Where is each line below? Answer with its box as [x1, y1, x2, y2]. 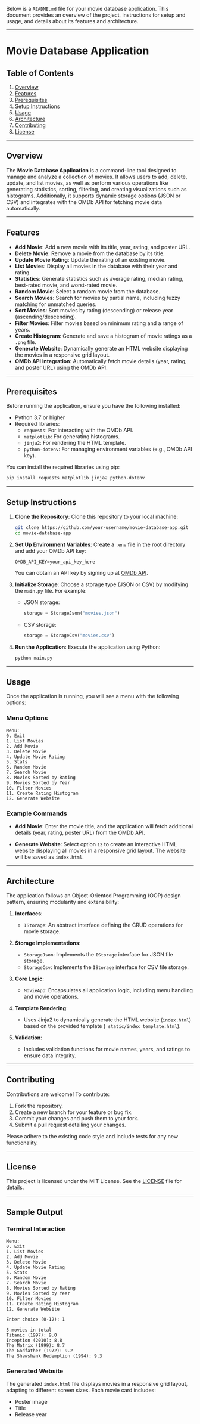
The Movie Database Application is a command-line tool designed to [6, 166, 177, 174]
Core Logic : [14, 975, 45, 982]
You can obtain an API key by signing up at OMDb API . [14, 569, 149, 576]
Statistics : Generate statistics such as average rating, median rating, [14, 275, 183, 282]
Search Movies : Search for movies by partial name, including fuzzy [14, 294, 180, 301]
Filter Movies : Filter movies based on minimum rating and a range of [14, 319, 183, 327]
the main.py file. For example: [14, 587, 87, 594]
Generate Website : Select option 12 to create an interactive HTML [14, 840, 177, 847]
